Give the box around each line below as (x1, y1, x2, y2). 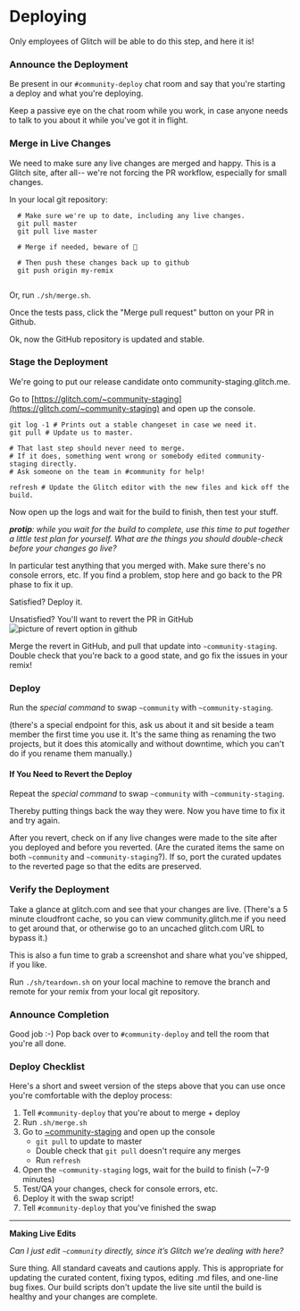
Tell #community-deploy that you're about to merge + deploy (21, 1107, 241, 1119)
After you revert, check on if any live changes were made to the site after (9, 833, 278, 843)
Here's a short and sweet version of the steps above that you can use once (9, 1080, 286, 1092)
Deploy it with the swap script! (21, 1193, 135, 1204)
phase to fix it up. (9, 579, 73, 589)
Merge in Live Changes (9, 137, 112, 149)
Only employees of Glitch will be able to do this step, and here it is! (9, 36, 254, 47)
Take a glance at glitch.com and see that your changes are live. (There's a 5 (9, 903, 288, 914)
